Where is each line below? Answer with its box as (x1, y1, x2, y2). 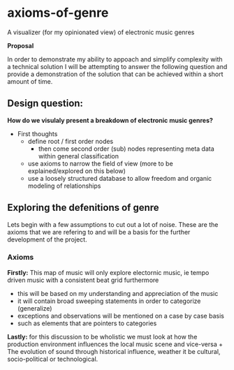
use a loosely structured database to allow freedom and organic (27, 174, 212, 182)
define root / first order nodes (27, 137, 114, 145)
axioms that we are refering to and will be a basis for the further (7, 228, 191, 236)
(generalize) (17, 304, 52, 312)
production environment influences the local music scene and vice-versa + (7, 340, 224, 348)
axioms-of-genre (7, 5, 109, 21)
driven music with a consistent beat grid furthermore (7, 276, 159, 284)
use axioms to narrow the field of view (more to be (27, 159, 173, 168)
